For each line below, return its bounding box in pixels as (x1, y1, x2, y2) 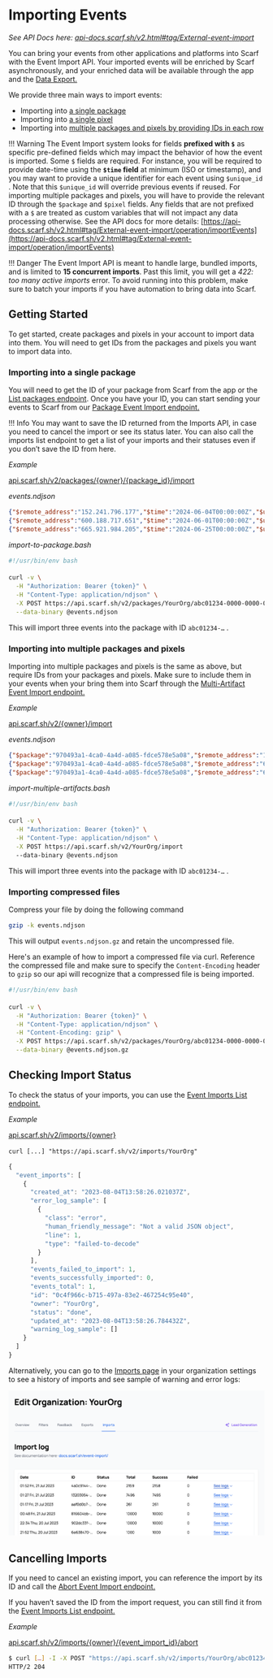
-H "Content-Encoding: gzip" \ (15, 1029, 122, 1037)
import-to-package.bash (8, 540, 92, 549)
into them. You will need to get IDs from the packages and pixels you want (8, 337, 257, 347)
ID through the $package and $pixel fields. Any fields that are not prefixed (8, 199, 254, 209)
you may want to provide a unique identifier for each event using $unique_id (8, 173, 263, 183)
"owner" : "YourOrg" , (29, 1299, 100, 1307)
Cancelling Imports (8, 1551, 107, 1565)
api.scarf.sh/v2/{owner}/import (8, 719, 113, 729)
